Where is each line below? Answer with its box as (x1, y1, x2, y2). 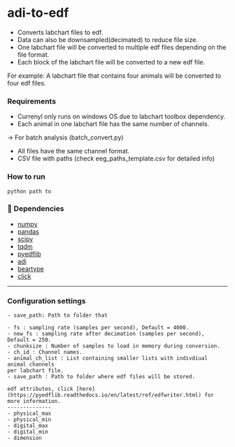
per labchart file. (7, 367, 64, 374)
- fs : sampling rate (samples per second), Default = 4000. (7, 324, 190, 331)
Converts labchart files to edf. (17, 28, 104, 36)
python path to (7, 188, 52, 195)
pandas (17, 227, 40, 235)
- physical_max (7, 410, 52, 418)
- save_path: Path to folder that (7, 312, 108, 319)
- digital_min (7, 429, 49, 436)
